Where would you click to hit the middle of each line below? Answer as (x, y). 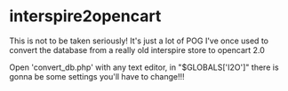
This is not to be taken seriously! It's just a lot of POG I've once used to (139, 41)
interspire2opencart (85, 16)
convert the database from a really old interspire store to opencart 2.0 (137, 49)
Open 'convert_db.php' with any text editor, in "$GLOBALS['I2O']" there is (144, 67)
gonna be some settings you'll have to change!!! (97, 76)
